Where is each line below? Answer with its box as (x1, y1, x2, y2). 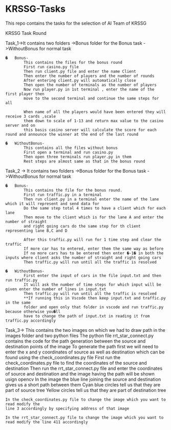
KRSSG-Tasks (5, 3, 66, 15)
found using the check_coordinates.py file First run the (5, 354, 121, 360)
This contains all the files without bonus (24, 145, 118, 151)
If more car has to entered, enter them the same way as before (24, 246, 164, 251)
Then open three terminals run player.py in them (24, 154, 132, 159)
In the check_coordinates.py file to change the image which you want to (5, 397, 166, 402)
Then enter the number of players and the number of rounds (24, 73, 155, 79)
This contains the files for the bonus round (24, 60, 123, 65)
